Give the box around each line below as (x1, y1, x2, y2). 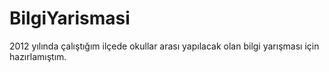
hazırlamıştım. (9, 50, 67, 62)
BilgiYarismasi (9, 7, 131, 30)
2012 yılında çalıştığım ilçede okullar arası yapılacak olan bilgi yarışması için (9, 40, 320, 52)
